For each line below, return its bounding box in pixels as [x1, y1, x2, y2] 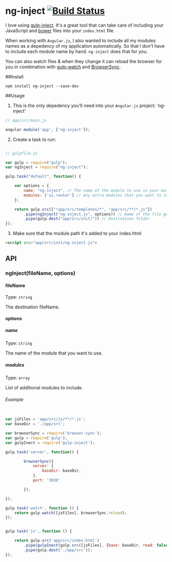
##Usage [5, 92, 25, 98]
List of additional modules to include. [5, 385, 83, 391]
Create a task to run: [12, 136, 56, 142]
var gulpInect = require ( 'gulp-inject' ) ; [5, 440, 95, 445]
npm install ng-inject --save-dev [5, 84, 79, 89]
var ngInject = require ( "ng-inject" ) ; [5, 164, 88, 170]
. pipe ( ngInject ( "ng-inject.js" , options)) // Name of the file [24, 212, 161, 217]
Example [5, 396, 24, 402]
